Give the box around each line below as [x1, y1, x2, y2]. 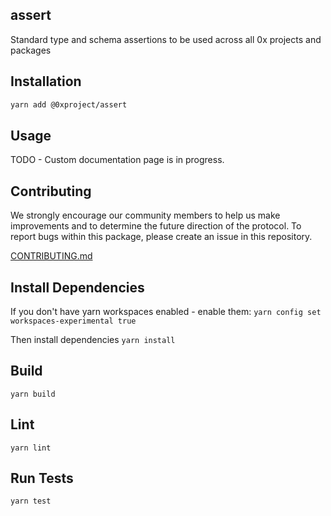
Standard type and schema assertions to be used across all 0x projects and [10, 33, 322, 45]
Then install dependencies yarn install [10, 333, 176, 345]
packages [10, 44, 52, 56]
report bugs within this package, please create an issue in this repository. [10, 231, 313, 243]
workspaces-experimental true [10, 316, 137, 326]
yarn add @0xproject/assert [10, 99, 128, 110]
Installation [10, 73, 82, 90]
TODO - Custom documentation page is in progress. [10, 154, 225, 166]
